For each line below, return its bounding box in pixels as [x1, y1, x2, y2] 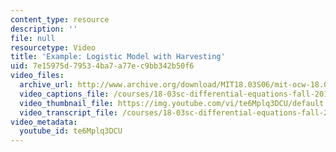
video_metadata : [10, 117, 78, 127]
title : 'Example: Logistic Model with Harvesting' [10, 52, 226, 62]
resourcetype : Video [10, 42, 97, 53]
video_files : [10, 71, 65, 81]
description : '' [10, 24, 78, 34]
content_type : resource [10, 14, 110, 25]
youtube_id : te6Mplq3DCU [19, 126, 123, 136]
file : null [10, 33, 56, 43]
